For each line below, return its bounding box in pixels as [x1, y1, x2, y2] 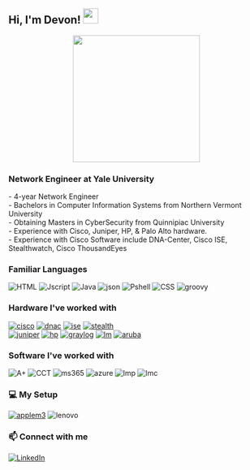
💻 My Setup [8, 389, 58, 400]
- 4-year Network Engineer [8, 192, 99, 201]
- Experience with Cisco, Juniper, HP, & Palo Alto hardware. [8, 226, 208, 236]
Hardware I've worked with [8, 302, 118, 313]
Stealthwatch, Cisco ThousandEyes [8, 244, 127, 253]
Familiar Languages [8, 264, 88, 275]
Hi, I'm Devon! [8, 13, 81, 27]
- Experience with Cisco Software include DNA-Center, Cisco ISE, [8, 235, 228, 244]
